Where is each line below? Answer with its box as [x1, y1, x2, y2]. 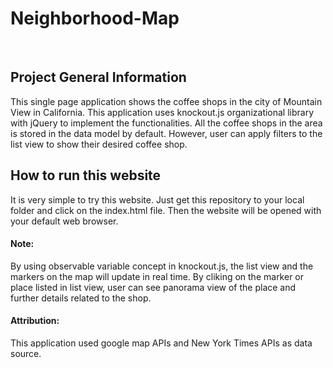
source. [10, 347, 42, 359]
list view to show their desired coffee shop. [10, 138, 188, 150]
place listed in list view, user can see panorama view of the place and [10, 281, 297, 293]
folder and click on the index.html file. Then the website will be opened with [10, 204, 322, 216]
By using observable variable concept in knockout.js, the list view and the [10, 260, 314, 272]
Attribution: [10, 315, 60, 327]
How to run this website [10, 167, 162, 184]
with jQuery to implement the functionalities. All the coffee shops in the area [10, 117, 323, 129]
